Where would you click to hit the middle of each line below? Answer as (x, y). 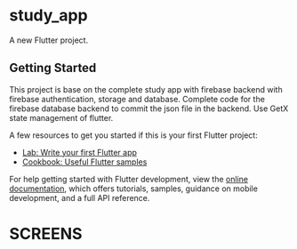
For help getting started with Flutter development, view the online (129, 179)
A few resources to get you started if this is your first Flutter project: (133, 135)
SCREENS (46, 233)
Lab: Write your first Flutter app (80, 152)
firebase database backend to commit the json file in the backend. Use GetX (149, 108)
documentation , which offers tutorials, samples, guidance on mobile (133, 189)
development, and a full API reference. (80, 197)
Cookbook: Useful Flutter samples (84, 162)
